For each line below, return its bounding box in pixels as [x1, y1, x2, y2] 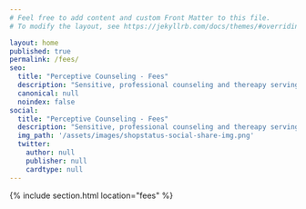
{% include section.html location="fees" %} [9, 190, 174, 201]
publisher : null [25, 156, 88, 165]
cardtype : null [25, 164, 84, 174]
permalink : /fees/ [9, 55, 79, 65]
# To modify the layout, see [9, 22, 120, 31]
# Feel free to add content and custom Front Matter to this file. [9, 13, 271, 23]
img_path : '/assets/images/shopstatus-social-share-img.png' [17, 131, 255, 141]
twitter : [17, 140, 51, 149]
